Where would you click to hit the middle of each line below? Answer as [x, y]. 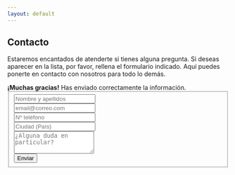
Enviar [26, 158]
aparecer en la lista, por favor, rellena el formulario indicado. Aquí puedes [114, 67]
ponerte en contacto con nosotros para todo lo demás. [87, 74]
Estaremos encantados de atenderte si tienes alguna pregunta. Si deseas [113, 59]
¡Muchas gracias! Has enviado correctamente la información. [97, 88]
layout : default [31, 14]
